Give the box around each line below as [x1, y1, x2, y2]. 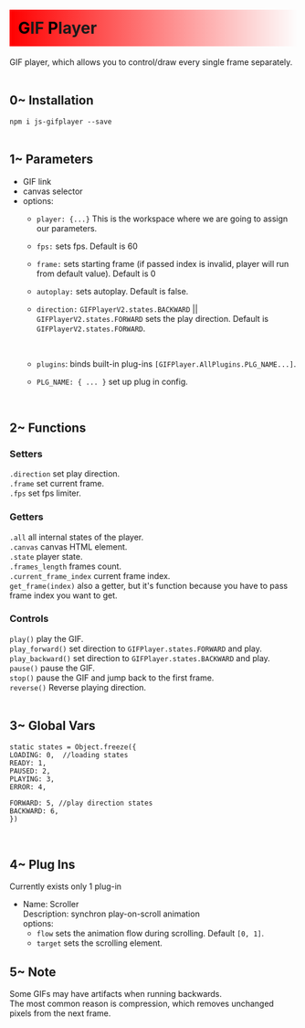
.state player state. [9, 551, 84, 562]
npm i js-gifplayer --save [9, 117, 112, 126]
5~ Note [9, 964, 57, 980]
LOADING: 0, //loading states [9, 750, 129, 759]
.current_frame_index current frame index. [9, 570, 171, 581]
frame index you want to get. [9, 590, 118, 601]
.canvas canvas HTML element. [9, 541, 128, 552]
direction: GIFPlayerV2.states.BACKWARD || [36, 303, 198, 315]
